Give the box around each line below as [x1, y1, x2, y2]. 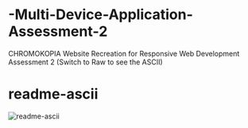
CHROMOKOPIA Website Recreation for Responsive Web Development [8, 48, 240, 58]
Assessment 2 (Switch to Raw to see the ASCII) [8, 57, 163, 67]
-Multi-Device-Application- [8, 6, 193, 24]
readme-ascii [8, 85, 99, 103]
